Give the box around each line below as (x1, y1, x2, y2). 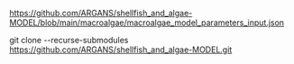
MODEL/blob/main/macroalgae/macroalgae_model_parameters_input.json (9, 17, 285, 28)
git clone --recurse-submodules (9, 35, 129, 45)
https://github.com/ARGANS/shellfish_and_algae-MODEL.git (9, 44, 233, 55)
